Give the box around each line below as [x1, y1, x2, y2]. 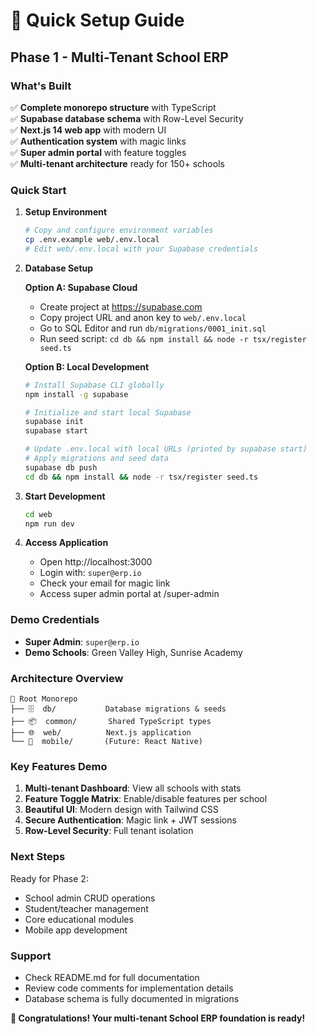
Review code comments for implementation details [24, 982, 234, 994]
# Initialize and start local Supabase [24, 407, 192, 418]
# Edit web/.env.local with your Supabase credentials [24, 244, 259, 254]
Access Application [24, 537, 109, 549]
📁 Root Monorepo [10, 694, 78, 704]
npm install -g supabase [24, 389, 129, 399]
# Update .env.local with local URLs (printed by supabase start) [24, 444, 308, 454]
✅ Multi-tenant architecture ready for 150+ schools [10, 157, 225, 169]
